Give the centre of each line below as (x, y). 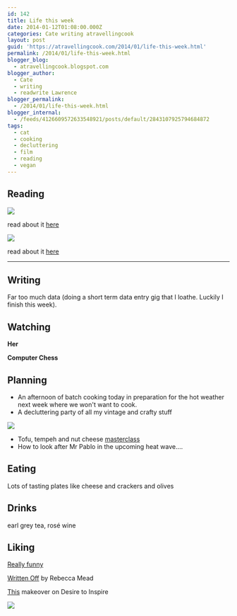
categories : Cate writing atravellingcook (71, 34)
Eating (22, 469)
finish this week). (32, 304)
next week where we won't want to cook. (77, 405)
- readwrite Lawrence (45, 93)
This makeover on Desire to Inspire (58, 592)
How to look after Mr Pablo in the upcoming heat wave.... (100, 446)
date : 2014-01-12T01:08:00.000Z (55, 27)
